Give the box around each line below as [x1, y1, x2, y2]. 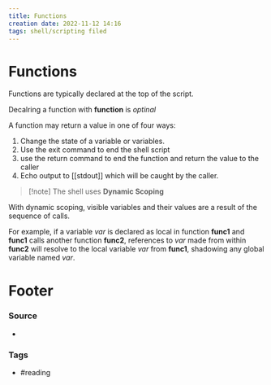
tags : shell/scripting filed [8, 27, 107, 35]
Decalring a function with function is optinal [8, 105, 157, 115]
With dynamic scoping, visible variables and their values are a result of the [8, 203, 258, 212]
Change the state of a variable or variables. [19, 136, 165, 147]
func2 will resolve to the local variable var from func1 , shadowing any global [8, 244, 265, 254]
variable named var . [8, 253, 75, 263]
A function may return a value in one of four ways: [8, 120, 176, 130]
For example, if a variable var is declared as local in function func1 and [8, 227, 245, 237]
